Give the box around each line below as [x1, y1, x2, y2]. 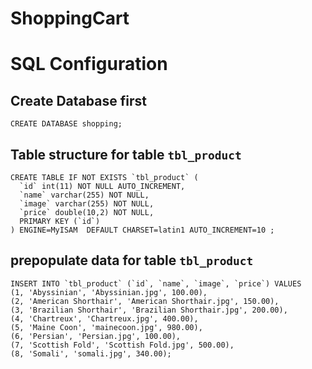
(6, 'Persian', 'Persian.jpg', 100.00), [10, 331, 182, 341]
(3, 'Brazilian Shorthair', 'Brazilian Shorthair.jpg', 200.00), [10, 305, 288, 315]
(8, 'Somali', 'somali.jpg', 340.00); [10, 348, 172, 359]
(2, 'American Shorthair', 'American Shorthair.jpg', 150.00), [10, 296, 280, 306]
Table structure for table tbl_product [10, 146, 242, 163]
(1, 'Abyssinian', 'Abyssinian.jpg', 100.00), [10, 287, 208, 297]
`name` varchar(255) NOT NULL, [19, 190, 150, 200]
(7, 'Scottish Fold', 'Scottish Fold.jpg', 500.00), [10, 340, 235, 350]
